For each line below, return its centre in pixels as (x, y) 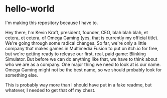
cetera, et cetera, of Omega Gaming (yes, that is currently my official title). (82, 38)
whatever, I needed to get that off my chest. (50, 90)
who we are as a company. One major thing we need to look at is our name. (83, 64)
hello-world (30, 9)
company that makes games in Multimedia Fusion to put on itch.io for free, (82, 48)
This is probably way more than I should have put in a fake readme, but (78, 85)
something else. (22, 75)
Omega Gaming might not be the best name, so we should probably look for (83, 70)
